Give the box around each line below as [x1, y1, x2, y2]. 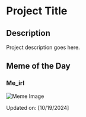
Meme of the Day [6, 61, 71, 71]
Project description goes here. [6, 44, 80, 51]
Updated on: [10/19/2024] [6, 104, 69, 111]
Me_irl [6, 79, 25, 87]
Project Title [6, 4, 68, 18]
